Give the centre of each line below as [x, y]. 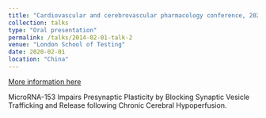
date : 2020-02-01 [37, 52]
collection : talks [38, 23]
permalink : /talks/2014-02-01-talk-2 [70, 37]
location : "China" [38, 60]
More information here [45, 81]
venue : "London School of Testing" [67, 45]
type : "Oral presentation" [53, 30]
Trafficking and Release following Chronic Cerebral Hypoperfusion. [118, 105]
